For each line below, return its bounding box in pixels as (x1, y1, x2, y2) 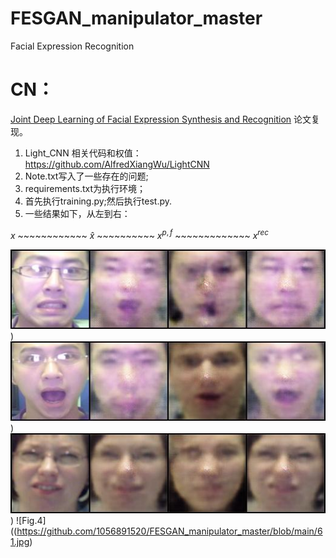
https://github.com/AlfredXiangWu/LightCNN (24, 158, 210, 170)
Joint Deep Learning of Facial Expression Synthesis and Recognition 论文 (10, 113, 312, 125)
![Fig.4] (16, 514, 47, 526)
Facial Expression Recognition (10, 40, 135, 52)
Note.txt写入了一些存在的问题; (24, 170, 149, 182)
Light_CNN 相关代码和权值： (24, 147, 142, 159)
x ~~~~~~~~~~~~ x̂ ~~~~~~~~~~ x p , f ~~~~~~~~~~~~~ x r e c (10, 227, 269, 241)
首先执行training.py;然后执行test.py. (24, 195, 173, 207)
